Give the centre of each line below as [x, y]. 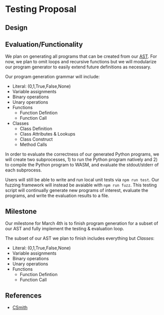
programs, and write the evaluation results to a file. [57, 196]
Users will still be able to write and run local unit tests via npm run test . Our [82, 180]
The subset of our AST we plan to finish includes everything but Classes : [80, 238]
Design [16, 28]
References [23, 295]
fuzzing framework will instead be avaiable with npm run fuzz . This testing [81, 185]
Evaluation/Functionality [44, 44]
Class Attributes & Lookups [47, 134]
